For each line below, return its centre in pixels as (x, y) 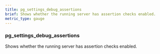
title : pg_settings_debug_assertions (43, 9)
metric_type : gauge (25, 18)
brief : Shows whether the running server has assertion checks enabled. (80, 14)
